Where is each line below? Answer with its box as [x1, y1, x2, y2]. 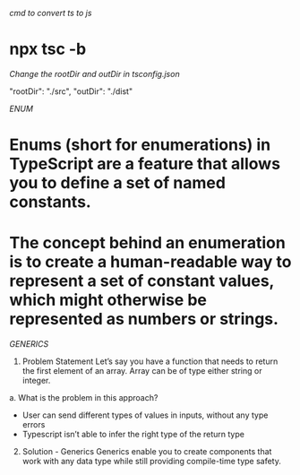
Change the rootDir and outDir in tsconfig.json [9, 68, 181, 79]
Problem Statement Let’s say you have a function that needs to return [21, 356, 279, 367]
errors [21, 419, 46, 430]
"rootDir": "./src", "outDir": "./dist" [9, 85, 133, 97]
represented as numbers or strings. [9, 309, 279, 330]
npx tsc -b [9, 39, 87, 59]
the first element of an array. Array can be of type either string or [21, 366, 262, 376]
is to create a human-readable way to [9, 252, 292, 272]
